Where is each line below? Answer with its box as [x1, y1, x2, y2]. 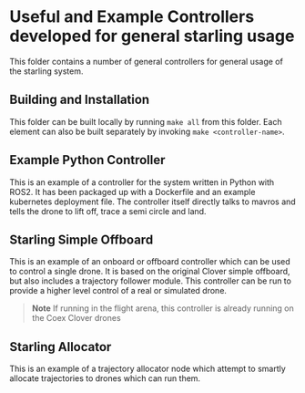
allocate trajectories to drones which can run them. [9, 373, 201, 384]
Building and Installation [9, 92, 150, 108]
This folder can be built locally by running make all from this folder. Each [9, 116, 282, 127]
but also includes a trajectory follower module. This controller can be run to [9, 275, 291, 286]
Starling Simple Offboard [9, 232, 154, 247]
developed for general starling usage [9, 26, 295, 47]
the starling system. [9, 66, 84, 77]
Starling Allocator [9, 339, 112, 355]
